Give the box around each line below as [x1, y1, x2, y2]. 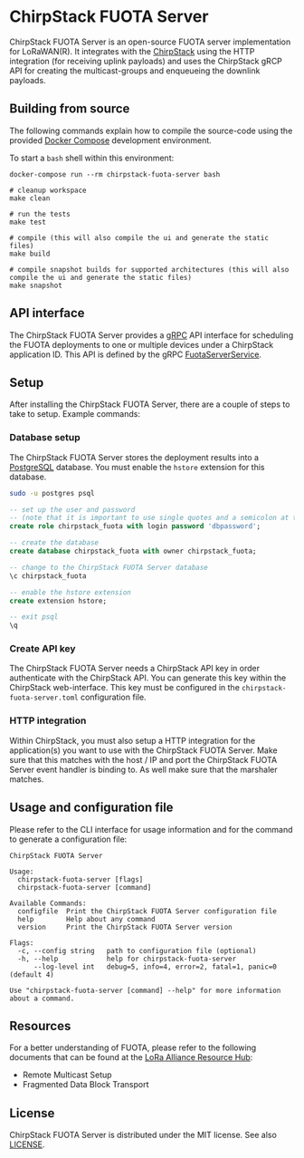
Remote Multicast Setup [22, 1069, 112, 1080]
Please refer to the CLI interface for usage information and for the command [9, 824, 293, 835]
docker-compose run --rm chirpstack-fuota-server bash [9, 169, 221, 179]
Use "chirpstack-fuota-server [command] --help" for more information [9, 986, 281, 995]
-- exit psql [9, 613, 59, 622]
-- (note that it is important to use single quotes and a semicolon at [9, 514, 290, 523]
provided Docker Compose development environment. [9, 134, 213, 146]
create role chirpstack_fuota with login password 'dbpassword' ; [9, 522, 261, 531]
